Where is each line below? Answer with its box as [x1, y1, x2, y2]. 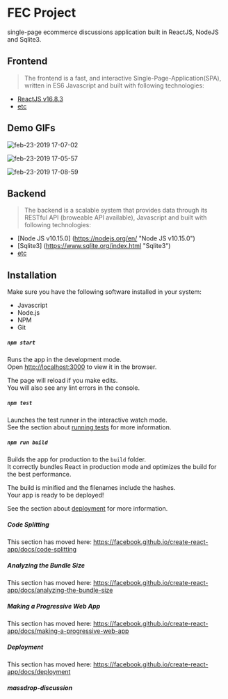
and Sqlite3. [7, 35, 42, 43]
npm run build [7, 439, 49, 446]
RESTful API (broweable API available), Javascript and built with [24, 213, 207, 222]
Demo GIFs [7, 122, 56, 134]
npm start [7, 339, 36, 346]
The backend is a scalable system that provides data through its [24, 206, 208, 215]
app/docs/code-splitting [7, 545, 77, 554]
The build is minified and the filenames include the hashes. [7, 484, 176, 492]
